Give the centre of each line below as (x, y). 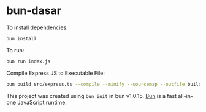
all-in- (185, 96)
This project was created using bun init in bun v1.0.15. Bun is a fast (91, 96)
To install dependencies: (37, 27)
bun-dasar (34, 11)
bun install (21, 38)
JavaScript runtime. (42, 102)
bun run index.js (29, 61)
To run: (15, 50)
